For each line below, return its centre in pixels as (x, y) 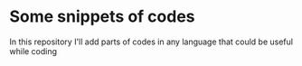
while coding (33, 51)
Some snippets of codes (103, 17)
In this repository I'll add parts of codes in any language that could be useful (151, 42)
